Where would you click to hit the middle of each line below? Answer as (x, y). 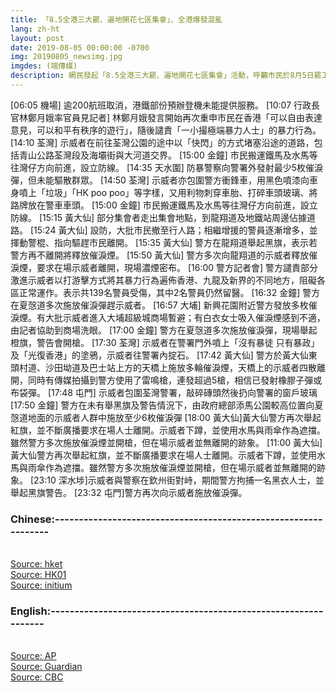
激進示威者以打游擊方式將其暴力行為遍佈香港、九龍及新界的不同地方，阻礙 (163, 280)
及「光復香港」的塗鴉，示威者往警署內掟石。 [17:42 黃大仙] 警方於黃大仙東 (164, 355)
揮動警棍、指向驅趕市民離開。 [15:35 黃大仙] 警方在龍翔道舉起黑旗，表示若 (164, 242)
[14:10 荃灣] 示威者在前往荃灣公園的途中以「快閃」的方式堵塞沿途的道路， (162, 142)
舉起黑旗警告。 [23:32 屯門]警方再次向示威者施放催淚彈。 (129, 492)
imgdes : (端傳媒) (44, 66)
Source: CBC (37, 677)
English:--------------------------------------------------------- (167, 611)
